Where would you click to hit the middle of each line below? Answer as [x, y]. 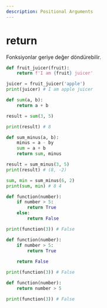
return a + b [33, 105]
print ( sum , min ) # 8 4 [34, 186]
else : [24, 213]
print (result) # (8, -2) [36, 170]
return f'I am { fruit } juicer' [55, 73]
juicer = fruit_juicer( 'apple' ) [46, 84]
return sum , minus [39, 154]
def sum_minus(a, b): [33, 137]
